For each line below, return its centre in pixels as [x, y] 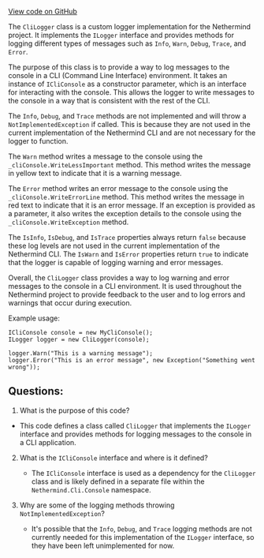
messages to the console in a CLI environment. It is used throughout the [125, 286]
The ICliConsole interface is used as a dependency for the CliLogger [143, 473]
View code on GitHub [43, 11]
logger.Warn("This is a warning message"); [81, 354]
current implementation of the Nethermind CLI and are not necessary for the [132, 133]
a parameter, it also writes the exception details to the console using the [125, 213]
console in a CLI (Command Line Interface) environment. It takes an [118, 75]
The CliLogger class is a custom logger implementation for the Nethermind [129, 26]
